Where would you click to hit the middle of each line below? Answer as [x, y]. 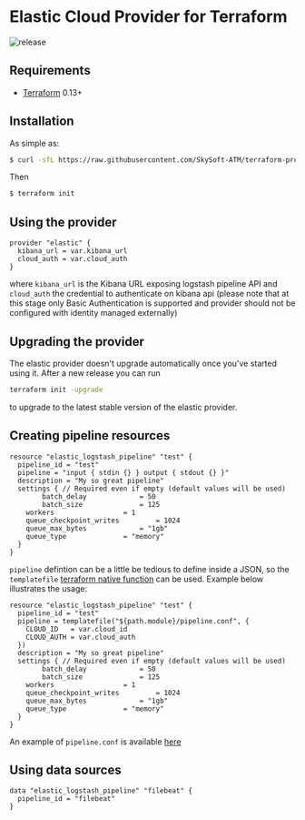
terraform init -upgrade [56, 390]
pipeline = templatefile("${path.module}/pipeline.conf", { [133, 621]
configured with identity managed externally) [93, 313]
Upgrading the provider [77, 342]
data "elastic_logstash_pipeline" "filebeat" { [101, 791]
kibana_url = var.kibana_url [73, 251]
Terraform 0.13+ [53, 92]
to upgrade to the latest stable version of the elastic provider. [123, 407]
